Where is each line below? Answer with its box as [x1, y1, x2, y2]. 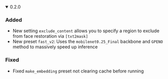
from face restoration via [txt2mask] [12, 33, 89, 39]
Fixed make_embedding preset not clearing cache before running [12, 68, 144, 74]
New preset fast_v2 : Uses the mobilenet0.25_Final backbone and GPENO [12, 39, 163, 45]
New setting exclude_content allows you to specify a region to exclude [12, 28, 159, 34]
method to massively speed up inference [12, 44, 98, 50]
